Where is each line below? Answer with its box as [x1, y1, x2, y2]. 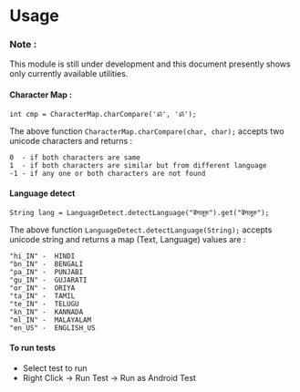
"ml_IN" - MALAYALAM [9, 315, 92, 325]
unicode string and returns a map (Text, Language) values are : [9, 233, 246, 244]
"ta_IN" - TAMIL [9, 291, 76, 301]
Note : [9, 38, 37, 51]
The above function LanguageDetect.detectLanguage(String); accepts [9, 224, 273, 235]
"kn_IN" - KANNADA [9, 307, 84, 316]
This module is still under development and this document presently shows [9, 58, 291, 69]
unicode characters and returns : [9, 135, 133, 146]
